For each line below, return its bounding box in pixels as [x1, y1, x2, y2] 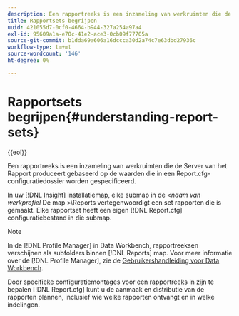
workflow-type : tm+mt [7, 44, 72, 51]
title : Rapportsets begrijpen [7, 17, 98, 24]
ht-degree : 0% [7, 57, 50, 64]
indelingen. [7, 300, 41, 309]
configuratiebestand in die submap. [7, 213, 112, 222]
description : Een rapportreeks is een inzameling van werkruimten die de [7, 10, 232, 18]
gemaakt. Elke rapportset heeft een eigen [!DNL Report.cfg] [7, 205, 183, 214]
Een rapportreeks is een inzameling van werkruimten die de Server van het [7, 161, 228, 170]
